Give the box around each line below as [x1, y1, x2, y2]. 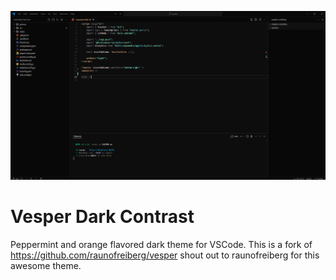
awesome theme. [10, 259, 82, 271]
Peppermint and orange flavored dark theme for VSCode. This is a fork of [10, 238, 313, 250]
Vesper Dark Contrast [10, 206, 195, 228]
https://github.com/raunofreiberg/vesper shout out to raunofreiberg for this [10, 249, 320, 261]
